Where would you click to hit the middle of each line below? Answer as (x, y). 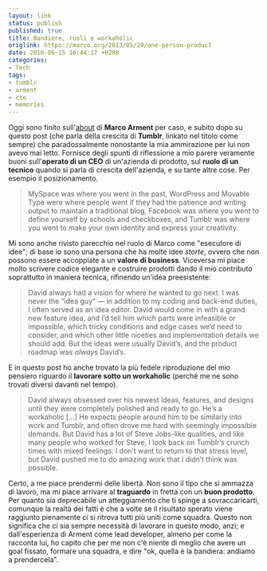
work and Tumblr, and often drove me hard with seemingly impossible (142, 426)
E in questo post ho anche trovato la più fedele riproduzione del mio (120, 367)
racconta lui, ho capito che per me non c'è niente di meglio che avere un (127, 543)
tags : (17, 75)
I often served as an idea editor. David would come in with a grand (136, 310)
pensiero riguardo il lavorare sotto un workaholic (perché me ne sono (124, 376)
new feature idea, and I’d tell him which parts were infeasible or (132, 318)
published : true (35, 30)
